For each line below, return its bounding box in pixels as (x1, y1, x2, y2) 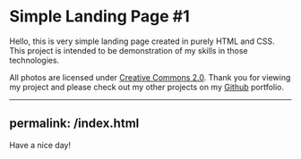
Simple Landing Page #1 (9, 6, 190, 27)
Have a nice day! (9, 139, 72, 150)
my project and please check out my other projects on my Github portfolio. (9, 81, 285, 92)
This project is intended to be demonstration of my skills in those (9, 45, 248, 55)
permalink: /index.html (9, 116, 140, 131)
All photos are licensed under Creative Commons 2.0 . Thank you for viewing (9, 71, 291, 82)
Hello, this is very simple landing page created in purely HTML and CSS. (9, 36, 275, 46)
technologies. (9, 54, 60, 65)
